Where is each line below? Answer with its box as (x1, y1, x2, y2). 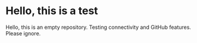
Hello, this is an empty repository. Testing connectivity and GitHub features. (5, 24, 192, 31)
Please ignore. (5, 29, 41, 37)
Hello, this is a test (5, 4, 99, 18)
